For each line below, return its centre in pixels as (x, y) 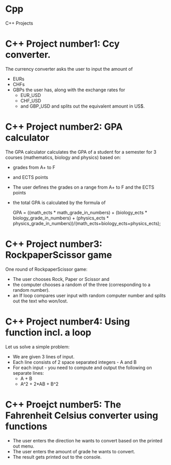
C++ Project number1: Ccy (62, 44)
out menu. (23, 446)
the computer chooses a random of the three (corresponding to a (82, 285)
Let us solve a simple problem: (38, 347)
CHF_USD (31, 100)
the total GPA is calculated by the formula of (59, 203)
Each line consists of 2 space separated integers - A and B (74, 362)
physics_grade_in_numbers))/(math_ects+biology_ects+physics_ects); (87, 223)
